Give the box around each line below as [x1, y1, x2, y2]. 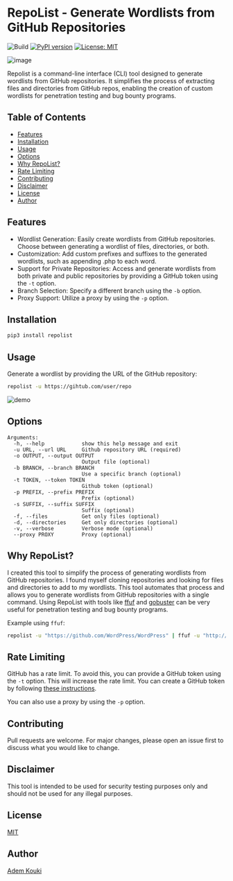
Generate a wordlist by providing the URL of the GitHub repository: [7, 369, 198, 378]
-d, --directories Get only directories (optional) [13, 518, 178, 526]
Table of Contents [7, 112, 87, 123]
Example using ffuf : [7, 618, 65, 627]
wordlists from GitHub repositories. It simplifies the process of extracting [7, 76, 215, 85]
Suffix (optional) [81, 507, 135, 514]
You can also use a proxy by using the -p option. [7, 698, 146, 706]
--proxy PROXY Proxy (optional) [13, 531, 132, 538]
